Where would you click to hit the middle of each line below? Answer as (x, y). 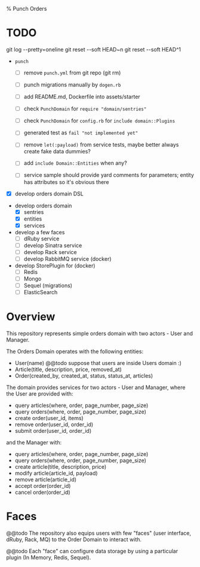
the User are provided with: (40, 394)
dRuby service (41, 239)
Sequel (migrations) (48, 286)
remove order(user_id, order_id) (54, 424)
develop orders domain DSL (49, 194)
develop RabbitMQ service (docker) (67, 259)
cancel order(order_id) (42, 492)
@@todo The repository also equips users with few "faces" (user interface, (99, 533)
